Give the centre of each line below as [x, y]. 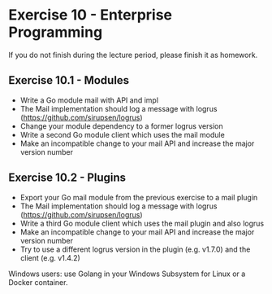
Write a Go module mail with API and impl [89, 100]
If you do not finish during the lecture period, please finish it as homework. [133, 55]
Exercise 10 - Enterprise [91, 15]
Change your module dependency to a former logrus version [121, 126]
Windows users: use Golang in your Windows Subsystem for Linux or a [127, 274]
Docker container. [38, 282]
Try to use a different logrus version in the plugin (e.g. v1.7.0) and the [135, 249]
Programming [56, 32]
